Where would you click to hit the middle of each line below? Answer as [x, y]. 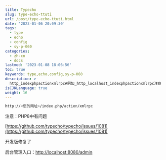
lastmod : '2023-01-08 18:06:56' [38, 65]
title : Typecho [21, 10]
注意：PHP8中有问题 [26, 116]
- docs [16, 60]
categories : [17, 51]
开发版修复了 [18, 142]
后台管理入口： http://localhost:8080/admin [49, 152]
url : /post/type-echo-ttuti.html [40, 19]
